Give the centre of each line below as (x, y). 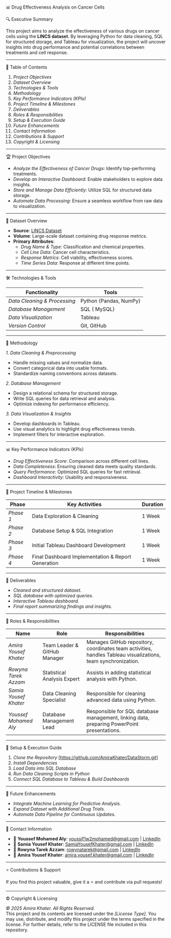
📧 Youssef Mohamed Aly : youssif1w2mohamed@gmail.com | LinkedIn (87, 839)
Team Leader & (60, 645)
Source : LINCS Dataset (38, 231)
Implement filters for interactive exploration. (59, 434)
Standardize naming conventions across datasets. (65, 373)
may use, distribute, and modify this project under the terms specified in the (85, 919)
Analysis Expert (61, 679)
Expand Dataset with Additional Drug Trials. (59, 809)
